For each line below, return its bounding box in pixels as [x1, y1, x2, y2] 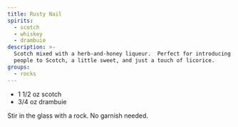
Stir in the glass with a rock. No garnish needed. [7, 111, 148, 120]
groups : [7, 63, 31, 71]
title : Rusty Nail [7, 10, 62, 18]
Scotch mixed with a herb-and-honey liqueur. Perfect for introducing [14, 51, 232, 58]
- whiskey [14, 30, 43, 38]
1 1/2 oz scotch [17, 90, 62, 98]
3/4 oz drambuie [17, 97, 67, 106]
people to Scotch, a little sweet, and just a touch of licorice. [14, 57, 215, 64]
